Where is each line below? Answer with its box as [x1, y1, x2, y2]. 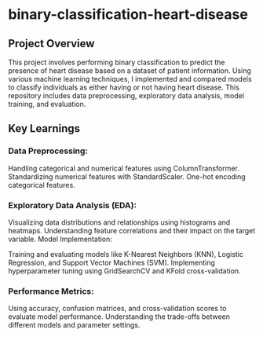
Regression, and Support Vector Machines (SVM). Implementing [8, 258, 216, 267]
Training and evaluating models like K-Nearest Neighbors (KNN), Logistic [8, 249, 244, 258]
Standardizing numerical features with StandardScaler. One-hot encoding [8, 171, 246, 181]
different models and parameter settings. [8, 321, 141, 330]
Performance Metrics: [8, 285, 94, 296]
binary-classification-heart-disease [8, 5, 249, 24]
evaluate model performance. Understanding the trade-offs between [8, 312, 230, 321]
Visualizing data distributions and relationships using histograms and [8, 218, 231, 227]
